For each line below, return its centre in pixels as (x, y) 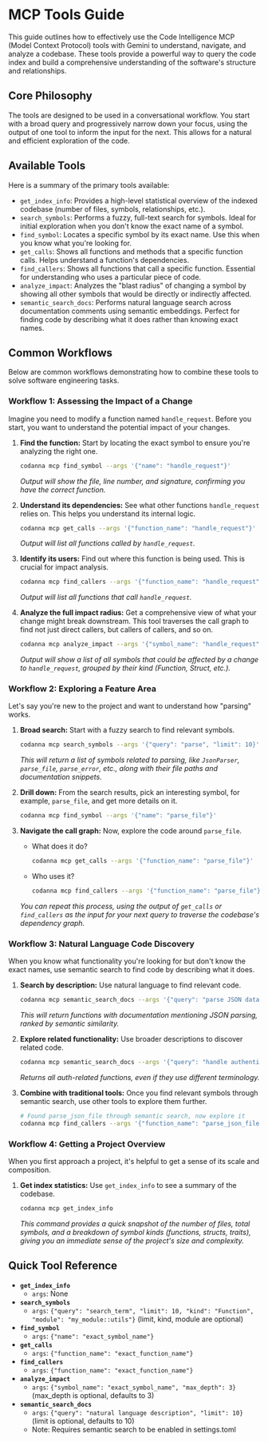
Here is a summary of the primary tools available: (89, 185)
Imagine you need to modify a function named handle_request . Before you (130, 419)
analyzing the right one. (59, 451)
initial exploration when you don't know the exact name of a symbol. (132, 226)
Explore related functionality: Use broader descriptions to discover (131, 1039)
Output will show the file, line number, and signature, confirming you (132, 481)
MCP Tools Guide (67, 15)
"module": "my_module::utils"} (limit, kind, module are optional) (138, 1319)
